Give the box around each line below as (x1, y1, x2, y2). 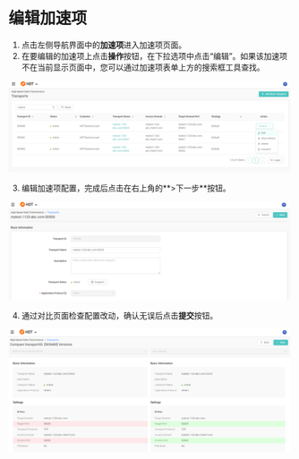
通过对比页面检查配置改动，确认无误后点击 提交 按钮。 (21, 310, 218, 320)
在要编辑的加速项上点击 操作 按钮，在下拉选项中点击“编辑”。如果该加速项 (21, 50, 288, 61)
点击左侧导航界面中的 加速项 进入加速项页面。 (21, 39, 187, 50)
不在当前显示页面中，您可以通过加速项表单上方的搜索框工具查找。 (21, 62, 265, 72)
